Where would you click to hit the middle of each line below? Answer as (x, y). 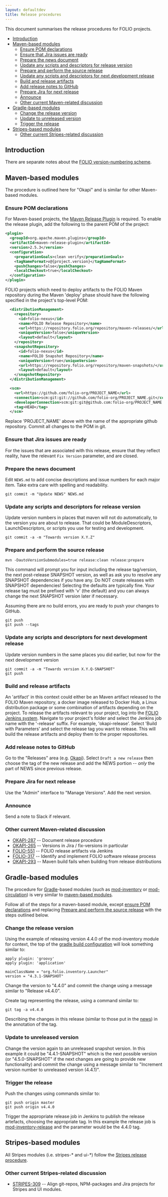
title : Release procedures (33, 15)
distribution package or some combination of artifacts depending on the (79, 708)
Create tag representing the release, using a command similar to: (72, 1001)
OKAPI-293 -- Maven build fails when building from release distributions (87, 861)
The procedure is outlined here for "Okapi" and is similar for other (73, 190)
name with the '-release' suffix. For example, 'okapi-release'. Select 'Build (81, 724)
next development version (32, 660)
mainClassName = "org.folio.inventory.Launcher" (57, 972)
